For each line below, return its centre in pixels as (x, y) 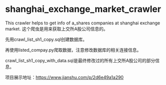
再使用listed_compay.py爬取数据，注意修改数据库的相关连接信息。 (73, 50)
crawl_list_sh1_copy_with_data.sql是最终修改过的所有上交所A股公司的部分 (80, 60)
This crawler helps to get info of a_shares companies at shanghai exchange (83, 23)
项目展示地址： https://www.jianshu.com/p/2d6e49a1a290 (64, 77)
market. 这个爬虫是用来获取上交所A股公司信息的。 (57, 29)
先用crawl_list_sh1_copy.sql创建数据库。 (46, 39)
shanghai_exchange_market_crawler (83, 9)
